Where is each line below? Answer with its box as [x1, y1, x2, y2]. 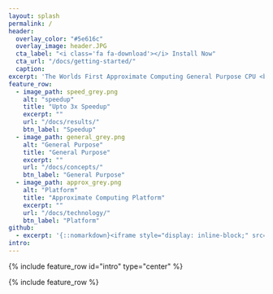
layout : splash [8, 11, 60, 20]
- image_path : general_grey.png [15, 133, 126, 141]
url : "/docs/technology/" [23, 208, 111, 217]
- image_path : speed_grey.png [15, 87, 118, 96]
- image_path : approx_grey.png [15, 178, 122, 187]
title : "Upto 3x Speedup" [23, 103, 111, 111]
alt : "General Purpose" [23, 140, 104, 149]
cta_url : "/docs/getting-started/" [15, 58, 136, 66]
